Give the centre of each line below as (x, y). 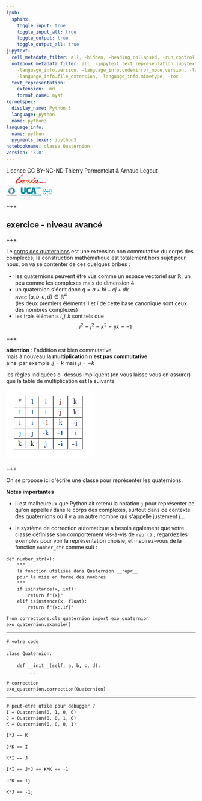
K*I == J (17, 758)
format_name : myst (40, 96)
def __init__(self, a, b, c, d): (59, 666)
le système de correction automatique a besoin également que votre (99, 528)
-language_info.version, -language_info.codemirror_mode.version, (102, 70)
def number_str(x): (31, 559)
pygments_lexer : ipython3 (44, 140)
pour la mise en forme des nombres (62, 577)
